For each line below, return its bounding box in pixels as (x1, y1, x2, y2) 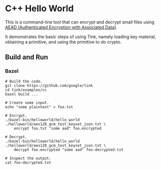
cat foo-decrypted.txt (5, 160, 51, 165)
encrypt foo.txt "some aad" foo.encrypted (14, 126, 102, 131)
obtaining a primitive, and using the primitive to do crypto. (5, 39, 122, 44)
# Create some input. (5, 100, 49, 105)
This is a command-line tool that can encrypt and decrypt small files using (5, 19, 155, 25)
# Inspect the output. (5, 156, 51, 161)
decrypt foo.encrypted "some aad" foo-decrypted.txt (14, 147, 124, 152)
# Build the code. (5, 79, 43, 84)
